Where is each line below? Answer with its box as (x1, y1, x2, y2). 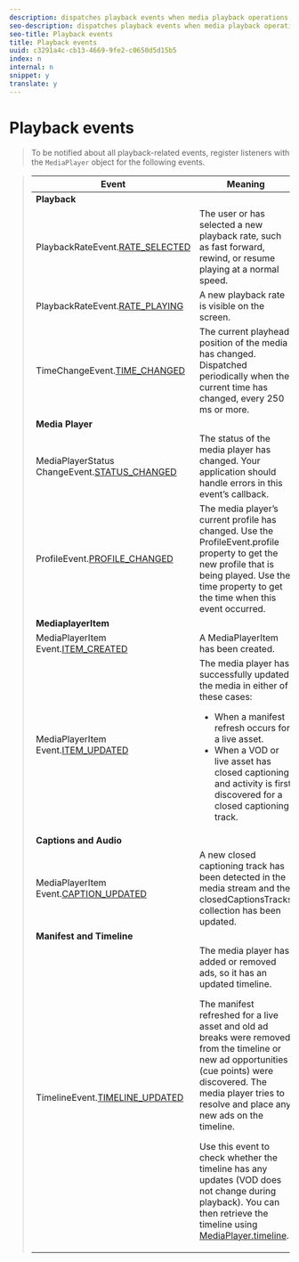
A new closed (198, 848, 256, 860)
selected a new (198, 218, 263, 231)
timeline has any (198, 1162, 268, 1175)
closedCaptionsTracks (198, 892, 293, 905)
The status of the (198, 432, 271, 444)
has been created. (198, 642, 276, 655)
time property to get (198, 580, 283, 592)
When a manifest (214, 710, 286, 722)
